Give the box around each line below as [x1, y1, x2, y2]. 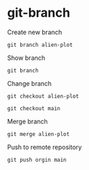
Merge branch [7, 117, 48, 125]
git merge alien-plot [7, 130, 70, 137]
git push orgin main [7, 156, 67, 163]
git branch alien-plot [7, 41, 73, 48]
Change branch [7, 79, 52, 88]
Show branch [7, 54, 46, 62]
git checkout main [7, 105, 60, 112]
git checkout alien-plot [7, 93, 79, 100]
